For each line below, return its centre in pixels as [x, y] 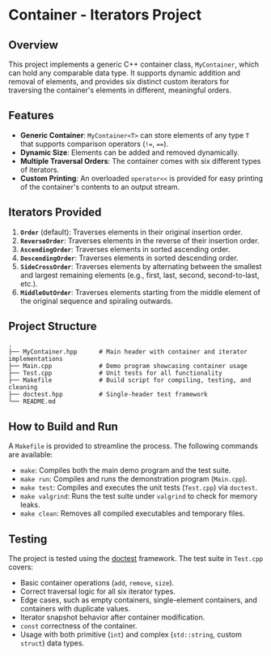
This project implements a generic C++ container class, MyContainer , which [134, 64]
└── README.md [32, 402]
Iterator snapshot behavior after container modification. [112, 617]
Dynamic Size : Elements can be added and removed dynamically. [130, 152]
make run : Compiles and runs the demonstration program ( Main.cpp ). [134, 479]
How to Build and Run [64, 426]
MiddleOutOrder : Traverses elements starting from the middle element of [140, 292]
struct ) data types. [52, 643]
